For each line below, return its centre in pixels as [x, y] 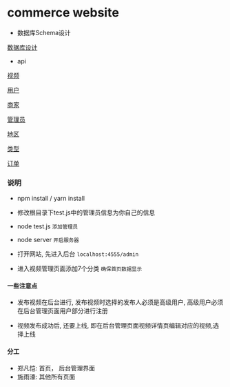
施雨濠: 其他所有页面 [46, 377]
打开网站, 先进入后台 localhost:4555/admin [78, 254]
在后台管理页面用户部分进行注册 [62, 311]
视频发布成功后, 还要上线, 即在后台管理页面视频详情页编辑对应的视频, [115, 326]
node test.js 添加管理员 [47, 226]
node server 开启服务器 [48, 240]
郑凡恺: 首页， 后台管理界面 [56, 368]
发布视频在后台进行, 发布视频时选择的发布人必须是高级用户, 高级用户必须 [120, 302]
